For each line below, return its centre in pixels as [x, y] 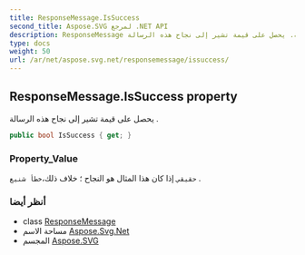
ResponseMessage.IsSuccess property [123, 97]
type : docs [30, 43]
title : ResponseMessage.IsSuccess [75, 18]
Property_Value [44, 158]
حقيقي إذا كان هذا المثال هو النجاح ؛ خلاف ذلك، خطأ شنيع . [105, 178]
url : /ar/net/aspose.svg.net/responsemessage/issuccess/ [119, 60]
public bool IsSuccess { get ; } [70, 135]
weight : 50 [30, 52]
